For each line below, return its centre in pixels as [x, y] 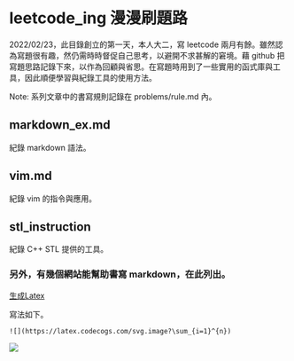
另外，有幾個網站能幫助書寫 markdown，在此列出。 [120, 274]
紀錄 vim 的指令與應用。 [53, 198]
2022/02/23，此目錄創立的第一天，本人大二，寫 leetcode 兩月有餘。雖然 [143, 44]
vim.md [31, 176]
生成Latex [27, 295]
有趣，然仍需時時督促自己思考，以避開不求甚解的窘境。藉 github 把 [162, 55]
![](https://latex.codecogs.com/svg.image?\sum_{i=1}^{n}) [120, 331]
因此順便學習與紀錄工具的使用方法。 [90, 77]
